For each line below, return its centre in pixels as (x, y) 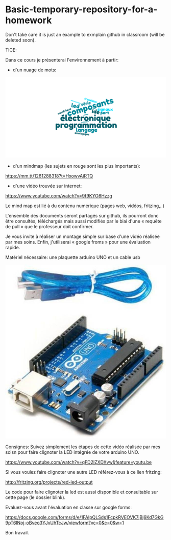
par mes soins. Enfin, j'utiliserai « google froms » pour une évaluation (78, 242)
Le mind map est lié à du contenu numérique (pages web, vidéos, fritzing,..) (85, 206)
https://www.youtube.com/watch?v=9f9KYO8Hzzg (59, 195)
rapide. (13, 247)
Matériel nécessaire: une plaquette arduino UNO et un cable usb (73, 257)
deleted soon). (20, 40)
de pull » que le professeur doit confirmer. (50, 226)
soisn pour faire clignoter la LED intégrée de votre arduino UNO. (72, 452)
